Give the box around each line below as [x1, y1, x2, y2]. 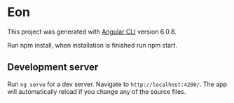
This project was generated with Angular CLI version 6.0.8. [7, 27, 177, 36]
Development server [7, 61, 99, 74]
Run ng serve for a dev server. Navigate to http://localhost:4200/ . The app [7, 80, 228, 88]
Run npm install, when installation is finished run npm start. [7, 41, 177, 49]
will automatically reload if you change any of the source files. [7, 87, 186, 95]
